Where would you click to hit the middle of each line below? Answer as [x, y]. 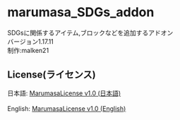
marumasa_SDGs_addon [81, 12]
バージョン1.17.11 [31, 41]
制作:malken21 [28, 50]
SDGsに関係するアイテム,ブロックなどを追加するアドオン [90, 32]
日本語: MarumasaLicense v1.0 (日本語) [64, 93]
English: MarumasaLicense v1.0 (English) [67, 108]
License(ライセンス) [52, 75]
